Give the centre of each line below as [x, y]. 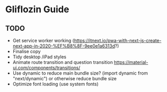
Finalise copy [27, 51]
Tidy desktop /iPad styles [39, 57]
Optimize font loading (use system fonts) [55, 84]
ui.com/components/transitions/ [46, 68]
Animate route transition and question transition [63, 62]
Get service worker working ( [43, 40]
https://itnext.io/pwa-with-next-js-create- [118, 40]
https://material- [131, 62]
